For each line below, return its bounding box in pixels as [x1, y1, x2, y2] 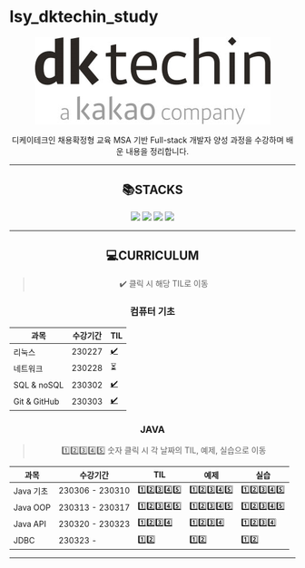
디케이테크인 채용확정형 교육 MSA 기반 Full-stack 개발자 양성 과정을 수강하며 [11, 134, 284, 145]
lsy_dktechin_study [9, 6, 159, 27]
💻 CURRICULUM [105, 248, 200, 264]
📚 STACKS [122, 182, 183, 198]
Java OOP [13, 502, 52, 513]
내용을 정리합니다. [125, 145, 189, 156]
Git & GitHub [13, 396, 60, 406]
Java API [13, 518, 47, 529]
